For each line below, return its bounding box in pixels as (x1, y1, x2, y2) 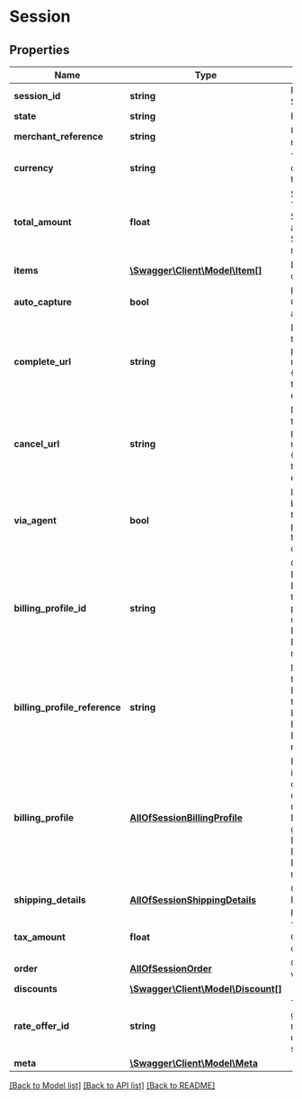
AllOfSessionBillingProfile (129, 812, 243, 823)
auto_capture (13, 295, 72, 308)
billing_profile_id (13, 602, 87, 614)
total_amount (13, 216, 72, 228)
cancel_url (13, 438, 60, 450)
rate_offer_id (13, 1020, 70, 1032)
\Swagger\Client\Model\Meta (129, 1057, 258, 1069)
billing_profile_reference (13, 701, 121, 713)
